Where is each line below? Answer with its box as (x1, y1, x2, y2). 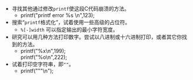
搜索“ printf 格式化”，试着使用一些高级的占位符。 (11, 19, 131, 25)
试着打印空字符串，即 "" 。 (11, 61, 75, 68)
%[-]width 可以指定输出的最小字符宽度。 (20, 26, 118, 33)
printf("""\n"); (20, 67, 54, 74)
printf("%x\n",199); (20, 48, 66, 54)
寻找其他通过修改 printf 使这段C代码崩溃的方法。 (11, 5, 129, 12)
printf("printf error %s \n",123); (20, 12, 95, 19)
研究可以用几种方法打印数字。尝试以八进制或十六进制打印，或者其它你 (11, 34, 182, 40)
